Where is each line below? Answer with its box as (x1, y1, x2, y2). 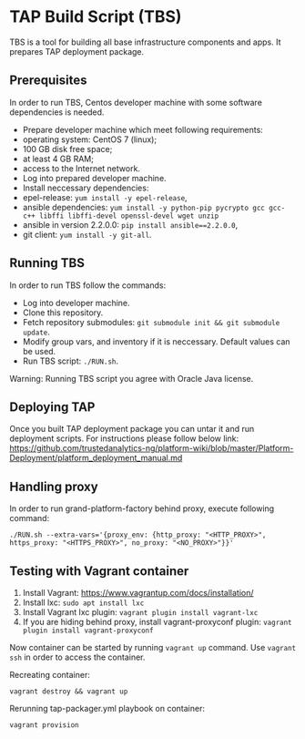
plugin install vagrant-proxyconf (22, 626, 154, 635)
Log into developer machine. (22, 297, 130, 308)
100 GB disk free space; (22, 143, 113, 154)
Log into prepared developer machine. (22, 172, 167, 183)
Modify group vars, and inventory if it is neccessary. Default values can (22, 335, 290, 347)
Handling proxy (9, 478, 98, 494)
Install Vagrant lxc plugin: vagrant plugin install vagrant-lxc (22, 607, 259, 617)
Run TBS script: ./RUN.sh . (22, 355, 119, 366)
